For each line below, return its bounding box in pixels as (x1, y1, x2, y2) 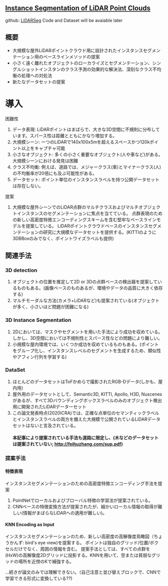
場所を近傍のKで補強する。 (18, 558, 74, 564)
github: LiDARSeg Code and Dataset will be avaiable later (5, 17, 123, 23)
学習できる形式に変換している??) (5, 575, 72, 581)
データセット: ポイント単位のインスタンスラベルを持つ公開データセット (12, 176, 160, 182)
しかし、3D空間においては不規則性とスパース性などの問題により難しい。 (12, 335, 162, 341)
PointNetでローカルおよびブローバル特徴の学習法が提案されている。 (12, 497, 153, 503)
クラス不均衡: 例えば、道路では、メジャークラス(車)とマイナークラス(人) (12, 164, 161, 170)
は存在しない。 (12, 182, 43, 188)
